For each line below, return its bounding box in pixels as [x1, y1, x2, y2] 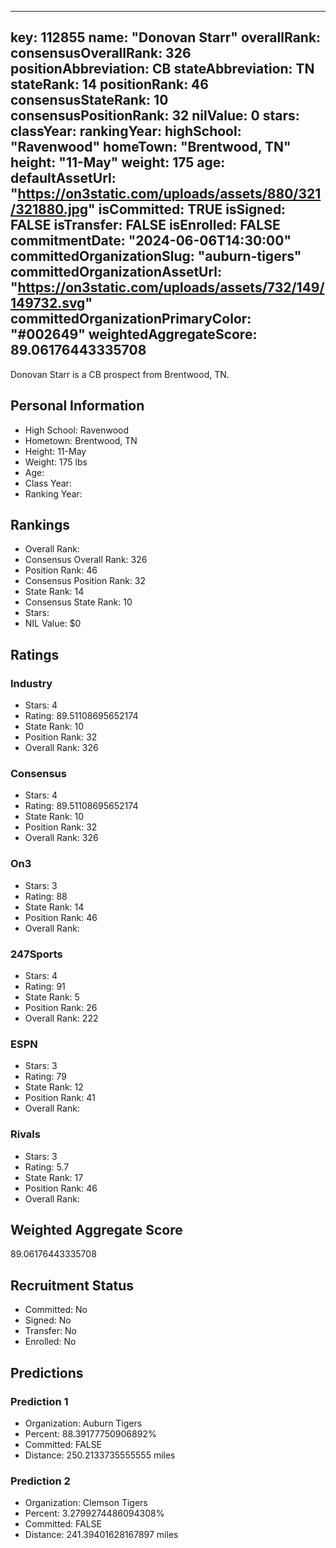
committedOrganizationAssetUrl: [10, 264, 223, 281]
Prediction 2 [10, 1474, 71, 1488]
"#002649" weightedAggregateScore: [10, 326, 258, 343]
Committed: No [24, 1304, 88, 1316]
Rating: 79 [24, 1071, 67, 1083]
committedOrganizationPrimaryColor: [10, 311, 252, 328]
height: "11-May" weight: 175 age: [10, 154, 226, 171]
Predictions [10, 1364, 84, 1381]
